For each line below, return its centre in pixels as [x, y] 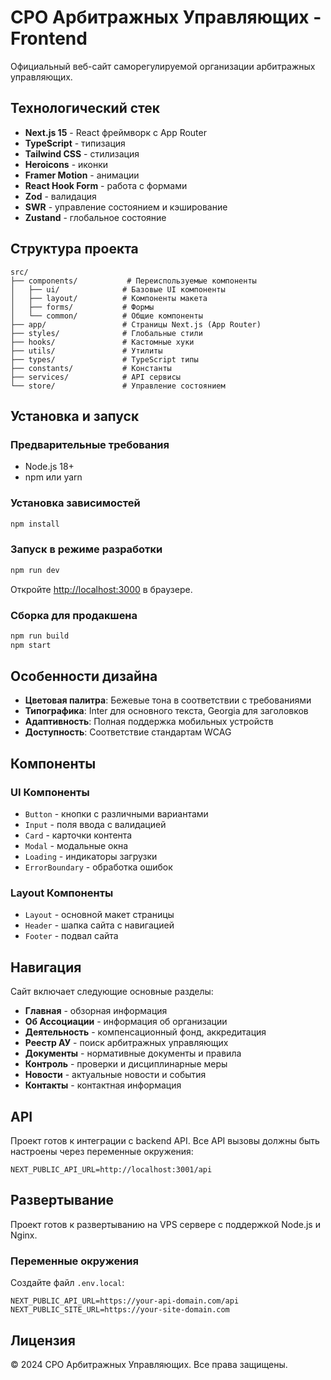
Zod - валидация [60, 196]
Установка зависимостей [75, 503]
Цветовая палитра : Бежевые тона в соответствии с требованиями [168, 700]
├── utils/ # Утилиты [86, 351]
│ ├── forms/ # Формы [82, 307]
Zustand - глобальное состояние [95, 217]
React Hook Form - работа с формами [106, 185]
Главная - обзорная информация [96, 1011]
